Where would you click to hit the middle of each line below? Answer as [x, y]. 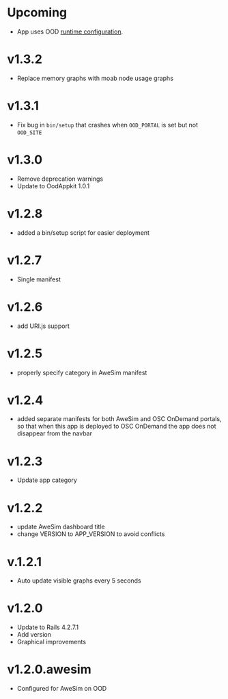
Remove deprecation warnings [60, 179]
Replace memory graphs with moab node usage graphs [95, 78]
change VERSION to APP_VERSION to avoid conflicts [91, 534]
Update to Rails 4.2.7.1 [48, 627]
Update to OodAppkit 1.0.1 [53, 186]
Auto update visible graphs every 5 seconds [79, 581]
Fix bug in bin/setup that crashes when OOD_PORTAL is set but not [107, 125]
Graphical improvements [52, 642]
